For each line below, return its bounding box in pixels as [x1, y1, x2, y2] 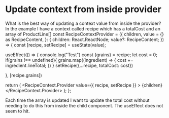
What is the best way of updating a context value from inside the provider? [5, 20, 161, 26]
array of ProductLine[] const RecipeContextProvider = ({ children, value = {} [5, 31, 164, 37]
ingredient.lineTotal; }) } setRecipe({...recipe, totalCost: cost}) [5, 62, 133, 68]
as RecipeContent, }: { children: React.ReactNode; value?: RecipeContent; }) [5, 36, 164, 43]
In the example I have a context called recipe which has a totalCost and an [5, 25, 161, 31]
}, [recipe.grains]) [5, 72, 42, 78]
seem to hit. [5, 108, 30, 114]
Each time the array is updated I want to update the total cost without [5, 97, 150, 103]
